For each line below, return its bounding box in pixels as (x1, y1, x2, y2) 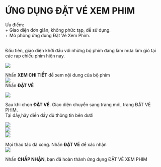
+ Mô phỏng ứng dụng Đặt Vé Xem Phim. (5, 32, 91, 38)
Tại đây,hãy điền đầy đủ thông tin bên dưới (5, 112, 94, 118)
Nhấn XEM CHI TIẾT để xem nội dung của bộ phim (5, 72, 110, 78)
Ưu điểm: (5, 22, 24, 28)
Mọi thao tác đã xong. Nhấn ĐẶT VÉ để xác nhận (5, 141, 107, 147)
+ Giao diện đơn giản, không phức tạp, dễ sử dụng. (5, 27, 111, 33)
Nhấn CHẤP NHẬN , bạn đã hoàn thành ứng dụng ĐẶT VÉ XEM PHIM (5, 156, 147, 162)
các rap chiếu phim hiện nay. (5, 53, 65, 59)
